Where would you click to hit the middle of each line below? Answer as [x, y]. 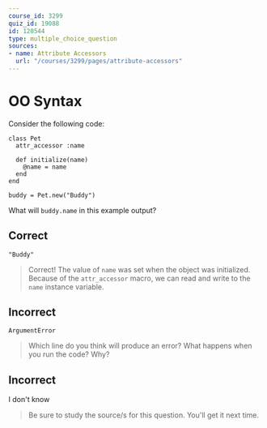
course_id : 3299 [36, 16]
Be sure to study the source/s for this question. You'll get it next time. [144, 415]
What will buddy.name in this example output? [83, 210]
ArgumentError [32, 331]
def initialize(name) [52, 160]
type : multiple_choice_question [63, 39]
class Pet [25, 139]
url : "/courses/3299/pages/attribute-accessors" [99, 62]
